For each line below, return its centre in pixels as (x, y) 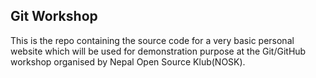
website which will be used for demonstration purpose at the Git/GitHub (158, 51)
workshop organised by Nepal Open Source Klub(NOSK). (128, 61)
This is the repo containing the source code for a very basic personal (152, 40)
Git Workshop (54, 16)
